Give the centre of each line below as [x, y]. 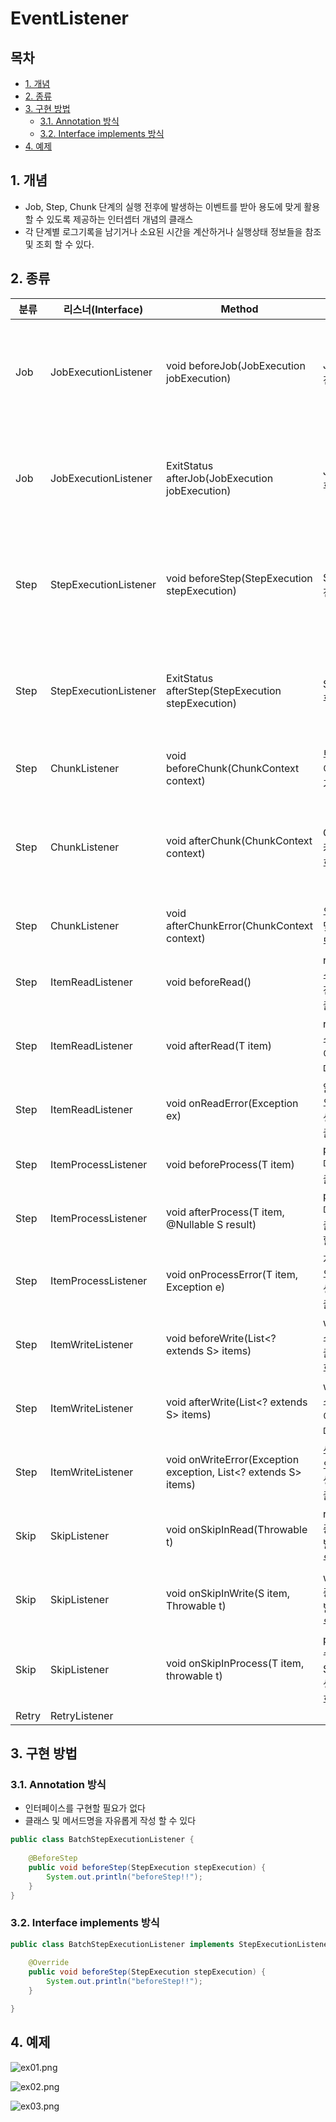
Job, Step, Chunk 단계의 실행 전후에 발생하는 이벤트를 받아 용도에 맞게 [163, 206]
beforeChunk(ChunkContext [233, 768]
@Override [49, 1963]
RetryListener [81, 1715]
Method [239, 309]
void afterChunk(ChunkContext [239, 840]
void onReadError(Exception [232, 1103]
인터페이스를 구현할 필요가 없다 [85, 1808]
